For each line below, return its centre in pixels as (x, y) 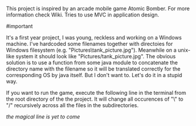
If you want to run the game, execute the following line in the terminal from (96, 93)
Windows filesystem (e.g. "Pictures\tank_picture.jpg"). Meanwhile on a (92, 50)
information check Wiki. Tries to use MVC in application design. (83, 15)
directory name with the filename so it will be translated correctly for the (93, 69)
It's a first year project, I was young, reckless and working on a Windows (94, 37)
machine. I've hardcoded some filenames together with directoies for (89, 44)
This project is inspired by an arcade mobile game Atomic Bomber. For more (98, 9)
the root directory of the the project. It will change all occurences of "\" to (95, 99)
